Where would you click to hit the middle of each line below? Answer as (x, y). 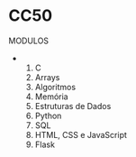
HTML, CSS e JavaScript (81, 134)
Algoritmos (55, 87)
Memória (51, 97)
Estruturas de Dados (73, 106)
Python (48, 115)
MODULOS (29, 41)
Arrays (47, 77)
